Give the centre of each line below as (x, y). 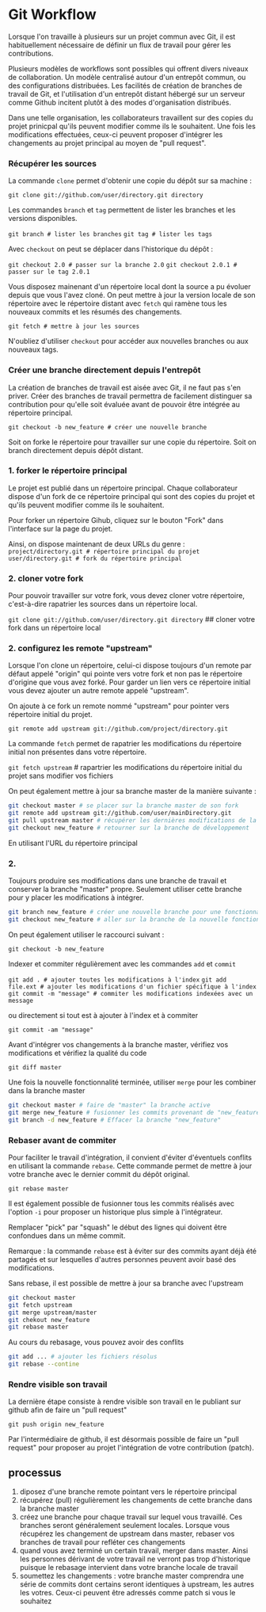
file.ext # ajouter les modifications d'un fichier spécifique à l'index (133, 987)
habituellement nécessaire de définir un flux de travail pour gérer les (120, 44)
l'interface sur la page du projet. (61, 528)
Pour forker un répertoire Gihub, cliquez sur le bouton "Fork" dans (116, 520)
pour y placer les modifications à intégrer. (76, 897)
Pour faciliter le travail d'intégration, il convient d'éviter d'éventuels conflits (130, 1157)
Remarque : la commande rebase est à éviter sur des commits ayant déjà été (133, 1251)
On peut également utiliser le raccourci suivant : (86, 934)
